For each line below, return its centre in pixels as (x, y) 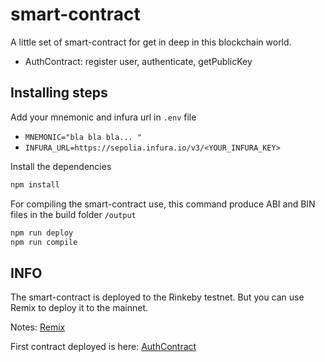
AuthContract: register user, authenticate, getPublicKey (138, 61)
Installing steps (59, 93)
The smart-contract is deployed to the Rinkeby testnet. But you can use (157, 297)
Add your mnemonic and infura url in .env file (103, 117)
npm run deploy (42, 233)
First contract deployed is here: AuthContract (103, 347)
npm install (35, 184)
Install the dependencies (61, 166)
